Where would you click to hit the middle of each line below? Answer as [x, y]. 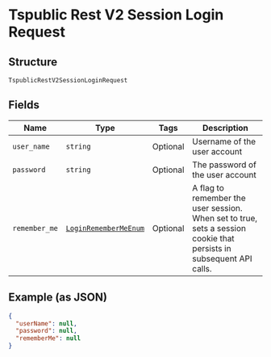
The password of [224, 165]
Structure [33, 62]
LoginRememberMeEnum [105, 228]
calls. [202, 268]
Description [225, 128]
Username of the [224, 141]
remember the [219, 198]
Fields [24, 105]
